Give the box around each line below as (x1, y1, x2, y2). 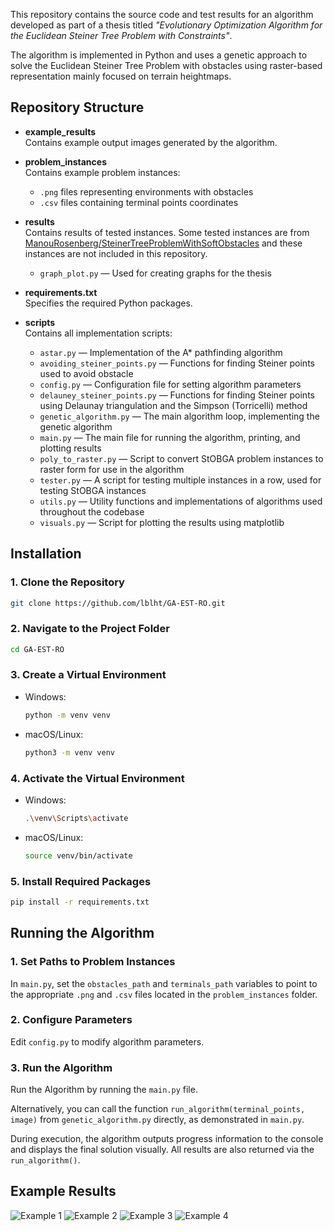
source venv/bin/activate (24, 850, 133, 861)
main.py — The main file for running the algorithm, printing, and (39, 431, 301, 443)
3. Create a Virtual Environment (10, 668, 167, 682)
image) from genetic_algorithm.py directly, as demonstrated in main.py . (10, 1114, 305, 1126)
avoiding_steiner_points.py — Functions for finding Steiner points (39, 357, 315, 369)
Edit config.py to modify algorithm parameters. (10, 1035, 205, 1048)
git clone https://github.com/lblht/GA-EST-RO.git (10, 598, 226, 608)
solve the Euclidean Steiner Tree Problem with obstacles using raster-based (10, 60, 323, 71)
